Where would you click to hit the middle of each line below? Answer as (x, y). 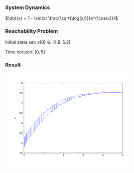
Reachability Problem (32, 31)
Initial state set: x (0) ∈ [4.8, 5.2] (38, 42)
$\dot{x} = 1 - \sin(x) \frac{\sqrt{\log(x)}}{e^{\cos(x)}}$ (62, 18)
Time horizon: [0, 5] (25, 52)
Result (13, 65)
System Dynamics (28, 7)
